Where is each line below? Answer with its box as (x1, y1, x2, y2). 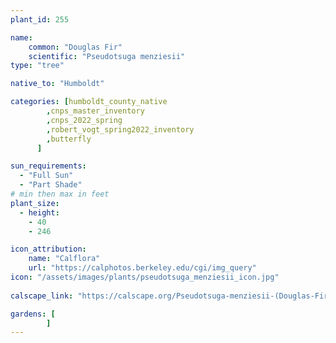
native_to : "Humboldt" (10, 79, 105, 89)
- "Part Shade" (19, 180, 83, 190)
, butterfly (46, 134, 92, 144)
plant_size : (10, 198, 60, 208)
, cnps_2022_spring (46, 115, 123, 125)
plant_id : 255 (10, 14, 70, 25)
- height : (19, 207, 60, 218)
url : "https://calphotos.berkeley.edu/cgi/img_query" (28, 263, 257, 273)
